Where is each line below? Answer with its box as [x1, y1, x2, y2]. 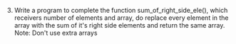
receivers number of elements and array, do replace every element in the [14, 13, 230, 22]
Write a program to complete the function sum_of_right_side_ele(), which [14, 6, 228, 14]
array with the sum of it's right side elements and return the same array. [14, 21, 225, 29]
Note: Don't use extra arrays [14, 28, 98, 37]
